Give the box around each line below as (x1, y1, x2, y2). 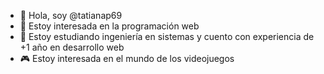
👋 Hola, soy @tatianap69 (19, 10, 123, 21)
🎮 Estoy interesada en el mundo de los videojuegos (19, 53, 235, 64)
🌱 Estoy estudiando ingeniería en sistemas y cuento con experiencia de (19, 31, 315, 42)
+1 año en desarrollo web (19, 41, 125, 53)
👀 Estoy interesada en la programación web (19, 20, 200, 32)
